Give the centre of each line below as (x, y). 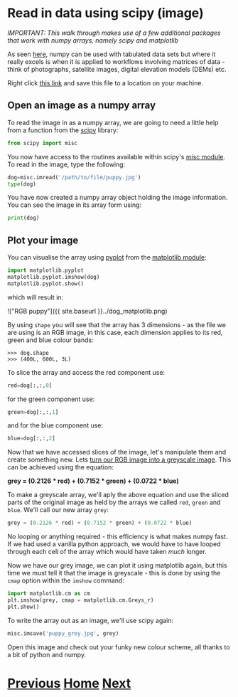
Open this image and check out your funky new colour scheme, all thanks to (119, 647)
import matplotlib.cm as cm (49, 594)
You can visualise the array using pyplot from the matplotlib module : (107, 257)
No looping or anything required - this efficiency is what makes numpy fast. (118, 537)
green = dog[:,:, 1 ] (33, 412)
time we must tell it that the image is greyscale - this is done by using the (114, 573)
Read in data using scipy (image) (106, 13)
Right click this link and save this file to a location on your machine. (106, 83)
